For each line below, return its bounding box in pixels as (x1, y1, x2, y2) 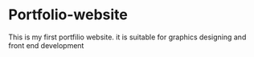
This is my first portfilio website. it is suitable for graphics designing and (8, 32, 247, 42)
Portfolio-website (8, 6, 129, 24)
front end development (8, 40, 84, 50)
